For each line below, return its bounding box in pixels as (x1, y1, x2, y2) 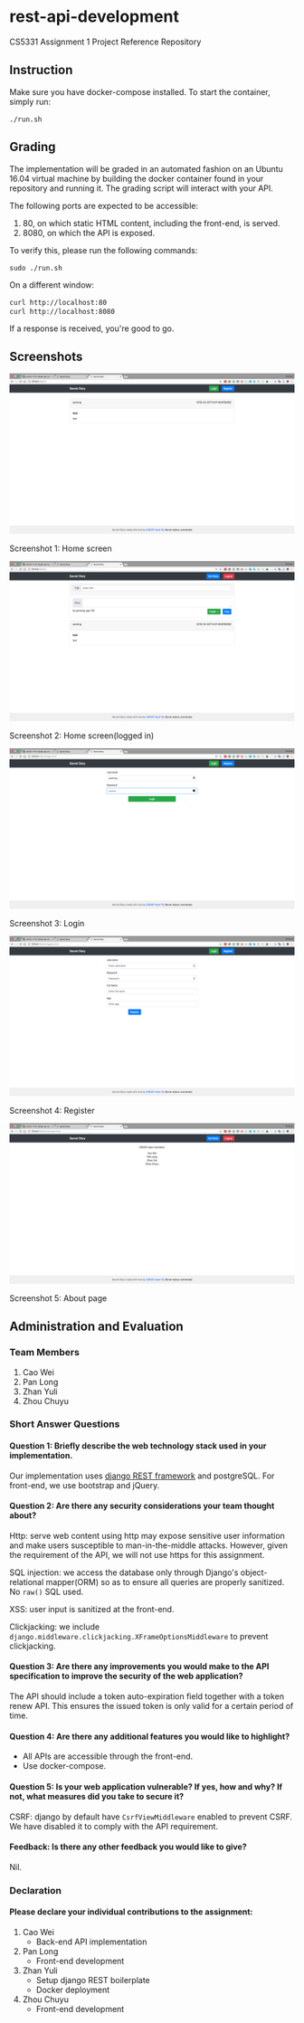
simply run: (9, 96, 52, 107)
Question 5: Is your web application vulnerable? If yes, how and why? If (9, 1781, 283, 1792)
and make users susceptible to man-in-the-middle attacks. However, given (9, 1540, 288, 1551)
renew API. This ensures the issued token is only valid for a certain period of (9, 1701, 294, 1712)
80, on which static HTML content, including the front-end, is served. (22, 217, 280, 228)
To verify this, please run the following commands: (9, 244, 198, 255)
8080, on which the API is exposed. (22, 227, 156, 238)
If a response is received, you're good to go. (9, 323, 175, 334)
